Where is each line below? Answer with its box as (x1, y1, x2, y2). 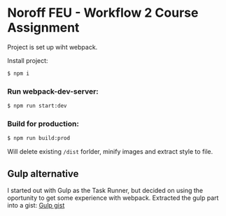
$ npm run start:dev (7, 103, 68, 110)
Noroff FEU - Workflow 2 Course (7, 5, 199, 21)
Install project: (7, 56, 48, 64)
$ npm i (7, 70, 30, 77)
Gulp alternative (7, 168, 79, 180)
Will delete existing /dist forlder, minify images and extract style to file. (7, 147, 213, 156)
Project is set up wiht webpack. (7, 43, 98, 51)
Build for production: (7, 119, 79, 129)
